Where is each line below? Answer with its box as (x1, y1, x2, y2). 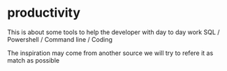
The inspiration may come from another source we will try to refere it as (7, 49, 214, 57)
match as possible (7, 56, 60, 64)
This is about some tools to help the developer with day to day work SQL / (7, 28, 220, 36)
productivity (7, 5, 81, 21)
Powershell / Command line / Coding (7, 35, 113, 43)
